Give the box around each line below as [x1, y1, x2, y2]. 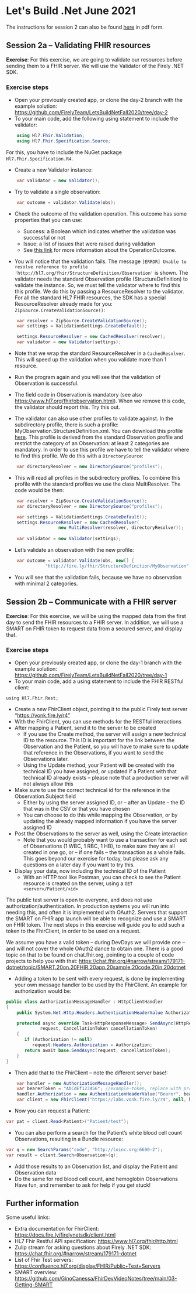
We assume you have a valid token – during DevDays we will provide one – [6, 938, 185, 945]
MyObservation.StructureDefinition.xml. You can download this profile [14, 428, 183, 435]
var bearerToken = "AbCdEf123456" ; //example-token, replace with [16, 1085, 181, 1092]
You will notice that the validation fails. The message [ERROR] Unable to [14, 258, 187, 265]
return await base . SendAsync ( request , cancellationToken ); [24, 1047, 171, 1053]
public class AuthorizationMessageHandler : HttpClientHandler [6, 999, 163, 1005]
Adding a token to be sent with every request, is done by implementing [14, 975, 185, 982]
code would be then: [14, 486, 64, 493]
